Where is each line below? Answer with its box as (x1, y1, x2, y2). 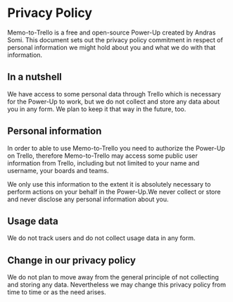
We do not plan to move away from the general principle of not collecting (7, 273, 220, 282)
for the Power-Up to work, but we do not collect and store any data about (7, 97, 220, 106)
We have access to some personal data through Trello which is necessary (7, 89, 222, 98)
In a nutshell (7, 71, 62, 83)
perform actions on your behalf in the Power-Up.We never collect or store (7, 187, 221, 196)
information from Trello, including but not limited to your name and (7, 158, 200, 167)
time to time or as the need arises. (7, 288, 106, 296)
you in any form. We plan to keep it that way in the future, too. (7, 104, 187, 113)
